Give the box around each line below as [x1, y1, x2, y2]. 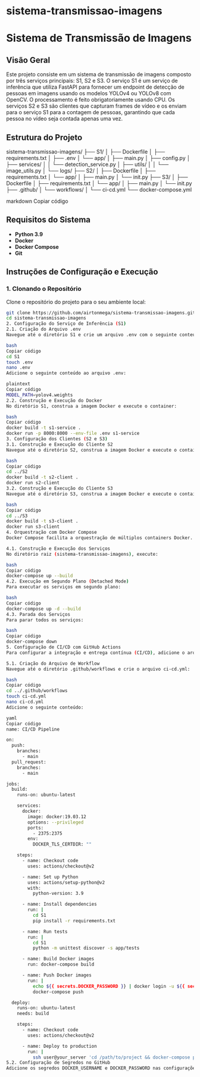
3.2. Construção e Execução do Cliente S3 [6, 486, 113, 491]
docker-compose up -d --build [6, 606, 82, 612]
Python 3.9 [14, 230, 43, 237]
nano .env [6, 365, 31, 371]
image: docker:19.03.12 [27, 813, 86, 819]
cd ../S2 [6, 469, 28, 475]
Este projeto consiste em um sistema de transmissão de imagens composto [6, 71, 192, 78]
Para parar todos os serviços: [6, 617, 84, 623]
